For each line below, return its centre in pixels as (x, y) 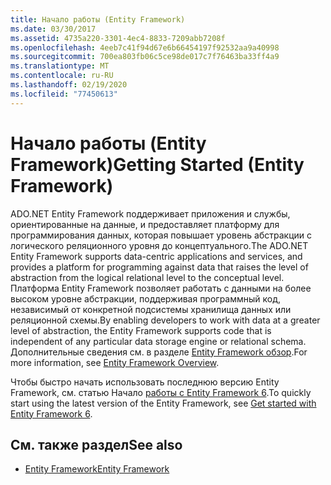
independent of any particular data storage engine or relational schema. (158, 341)
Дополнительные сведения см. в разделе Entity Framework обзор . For (159, 352)
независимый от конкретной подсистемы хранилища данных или (151, 309)
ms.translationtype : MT (60, 66)
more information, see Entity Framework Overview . (115, 362)
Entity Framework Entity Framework (97, 469)
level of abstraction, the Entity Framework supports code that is (141, 330)
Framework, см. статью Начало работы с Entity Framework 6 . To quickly (161, 392)
